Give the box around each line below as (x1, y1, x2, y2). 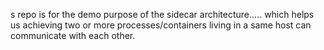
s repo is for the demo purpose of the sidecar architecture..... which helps (10, 9, 315, 20)
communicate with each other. (10, 30, 136, 41)
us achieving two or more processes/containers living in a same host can (10, 19, 312, 31)
